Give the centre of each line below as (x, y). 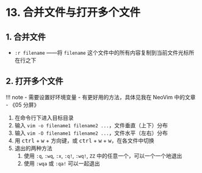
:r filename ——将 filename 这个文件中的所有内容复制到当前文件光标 (102, 53)
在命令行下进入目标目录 (44, 118)
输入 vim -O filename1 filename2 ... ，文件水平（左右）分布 (91, 133)
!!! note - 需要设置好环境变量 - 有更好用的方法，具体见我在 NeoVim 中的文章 (101, 97)
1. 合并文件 (26, 37)
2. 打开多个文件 (34, 81)
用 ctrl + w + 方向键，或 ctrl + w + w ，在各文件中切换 (84, 140)
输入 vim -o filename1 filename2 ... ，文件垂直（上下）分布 (91, 125)
